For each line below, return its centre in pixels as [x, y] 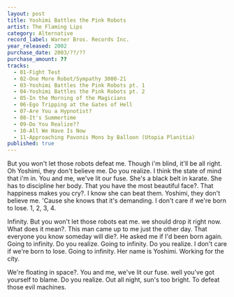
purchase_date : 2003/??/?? [46, 53]
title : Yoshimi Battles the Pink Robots [67, 20]
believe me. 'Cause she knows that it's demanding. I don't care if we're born [117, 201]
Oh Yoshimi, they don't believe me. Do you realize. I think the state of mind [114, 171]
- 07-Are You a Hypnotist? [53, 111]
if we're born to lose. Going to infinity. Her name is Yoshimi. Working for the [116, 252]
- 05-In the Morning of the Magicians [70, 99]
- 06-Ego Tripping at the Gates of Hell [73, 105]
